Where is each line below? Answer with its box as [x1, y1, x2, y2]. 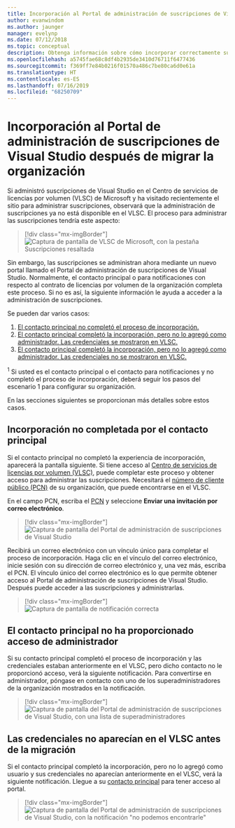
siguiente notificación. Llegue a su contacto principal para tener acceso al [7, 778, 220, 786]
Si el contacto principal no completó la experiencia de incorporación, [7, 453, 206, 461]
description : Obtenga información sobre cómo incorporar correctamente [7, 50, 220, 57]
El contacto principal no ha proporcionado [7, 625, 194, 637]
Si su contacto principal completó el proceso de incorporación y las [7, 654, 202, 663]
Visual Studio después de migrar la [7, 149, 215, 165]
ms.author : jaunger [7, 23, 64, 30]
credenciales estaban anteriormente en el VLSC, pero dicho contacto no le [7, 662, 222, 670]
